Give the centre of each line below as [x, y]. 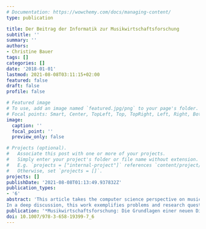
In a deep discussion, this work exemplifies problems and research [96, 205]
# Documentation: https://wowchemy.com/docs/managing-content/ [89, 12]
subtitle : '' [23, 34]
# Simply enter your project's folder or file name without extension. [103, 160]
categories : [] [26, 63]
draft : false [23, 86]
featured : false [27, 80]
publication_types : [31, 188]
